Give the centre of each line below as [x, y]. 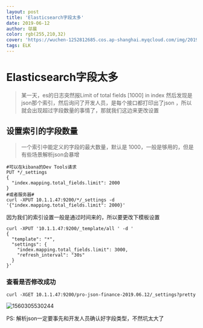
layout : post [23, 12]
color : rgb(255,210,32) [36, 34]
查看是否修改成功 [31, 281]
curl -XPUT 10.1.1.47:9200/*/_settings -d [60, 200]
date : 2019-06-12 [28, 23]
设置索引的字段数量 [42, 131]
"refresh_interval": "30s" [51, 255]
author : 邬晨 [22, 29]
